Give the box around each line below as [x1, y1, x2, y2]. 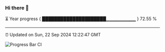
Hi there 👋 [5, 4, 29, 11]
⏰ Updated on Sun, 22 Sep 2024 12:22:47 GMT [5, 32, 101, 38]
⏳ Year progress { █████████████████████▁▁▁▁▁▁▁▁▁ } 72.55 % [5, 16, 157, 22]
